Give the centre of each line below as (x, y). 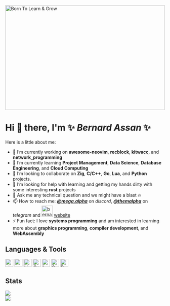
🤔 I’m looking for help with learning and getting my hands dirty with (82, 184)
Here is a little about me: (31, 142)
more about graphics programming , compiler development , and (80, 228)
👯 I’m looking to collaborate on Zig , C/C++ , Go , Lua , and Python (80, 173)
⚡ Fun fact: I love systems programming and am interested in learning (86, 221)
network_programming (37, 157)
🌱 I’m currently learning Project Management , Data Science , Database (87, 162)
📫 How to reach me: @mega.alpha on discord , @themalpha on (80, 201)
